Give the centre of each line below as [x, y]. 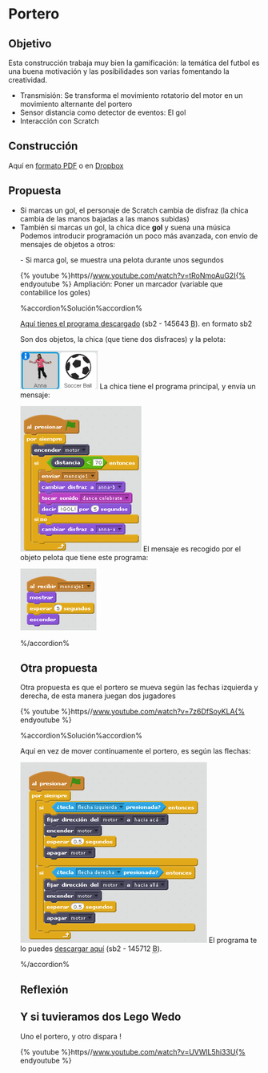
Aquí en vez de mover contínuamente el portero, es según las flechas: [135, 751]
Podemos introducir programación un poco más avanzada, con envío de [139, 236]
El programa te [233, 941]
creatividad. [28, 80]
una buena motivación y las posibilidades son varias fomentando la [119, 71]
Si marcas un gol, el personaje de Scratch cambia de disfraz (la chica [134, 210]
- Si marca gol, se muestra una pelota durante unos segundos [122, 260]
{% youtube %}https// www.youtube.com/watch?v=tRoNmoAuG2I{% [133, 275]
